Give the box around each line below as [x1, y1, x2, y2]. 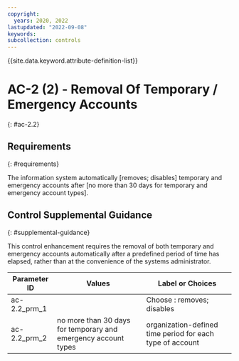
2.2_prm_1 [11, 303, 48, 313]
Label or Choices [157, 278, 217, 288]
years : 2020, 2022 [14, 17, 69, 24]
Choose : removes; [146, 295, 209, 305]
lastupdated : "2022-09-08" [7, 23, 87, 31]
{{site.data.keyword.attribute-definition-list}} [7, 56, 139, 65]
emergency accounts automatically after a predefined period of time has [7, 249, 220, 258]
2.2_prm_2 [11, 333, 48, 342]
